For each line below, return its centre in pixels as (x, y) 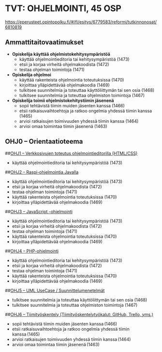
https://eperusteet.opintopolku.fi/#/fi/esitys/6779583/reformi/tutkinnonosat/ (81, 22)
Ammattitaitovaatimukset (44, 42)
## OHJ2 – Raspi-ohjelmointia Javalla (42, 172)
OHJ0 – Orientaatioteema (44, 142)
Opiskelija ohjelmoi (32, 75)
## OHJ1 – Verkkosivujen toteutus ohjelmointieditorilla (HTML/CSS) (71, 153)
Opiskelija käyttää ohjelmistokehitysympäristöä (61, 54)
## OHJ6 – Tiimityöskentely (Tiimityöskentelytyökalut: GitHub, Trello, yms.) (79, 314)
